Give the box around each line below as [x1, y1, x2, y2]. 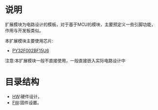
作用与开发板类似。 [5, 27, 44, 33]
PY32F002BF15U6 [12, 47, 50, 54]
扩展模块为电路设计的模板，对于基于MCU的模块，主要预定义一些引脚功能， [5, 21, 156, 27]
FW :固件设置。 [12, 99, 42, 105]
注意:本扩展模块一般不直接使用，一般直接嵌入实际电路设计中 [5, 57, 126, 63]
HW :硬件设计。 [12, 93, 42, 99]
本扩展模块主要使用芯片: [5, 37, 53, 44]
